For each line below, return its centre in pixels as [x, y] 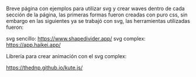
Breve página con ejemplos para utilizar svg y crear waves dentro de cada [96, 9]
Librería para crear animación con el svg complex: [66, 56]
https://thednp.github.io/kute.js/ [44, 68]
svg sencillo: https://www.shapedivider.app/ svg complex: [76, 38]
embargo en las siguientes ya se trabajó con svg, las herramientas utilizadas [98, 21]
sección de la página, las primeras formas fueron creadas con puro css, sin [97, 15]
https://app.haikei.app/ [34, 45]
